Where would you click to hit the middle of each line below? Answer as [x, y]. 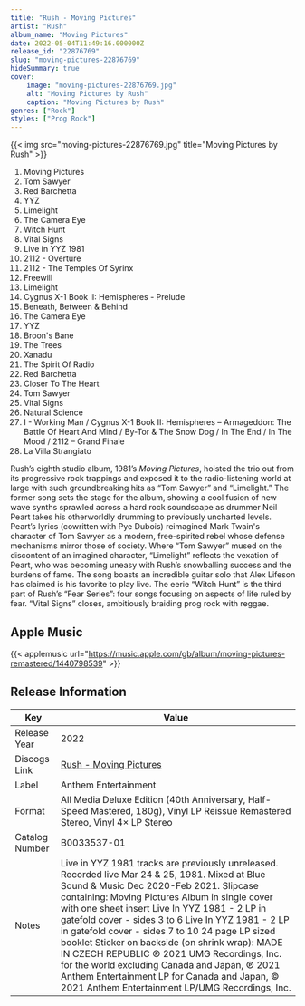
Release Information [69, 692]
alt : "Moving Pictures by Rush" [87, 93]
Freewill [38, 278]
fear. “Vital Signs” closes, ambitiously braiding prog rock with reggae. [140, 604]
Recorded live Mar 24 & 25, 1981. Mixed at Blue [163, 874]
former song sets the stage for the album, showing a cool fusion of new [143, 498]
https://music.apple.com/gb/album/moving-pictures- [187, 653]
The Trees [43, 345]
